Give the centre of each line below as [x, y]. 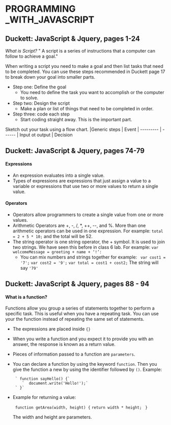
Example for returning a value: [44, 397]
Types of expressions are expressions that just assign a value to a [82, 181]
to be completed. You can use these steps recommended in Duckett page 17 [85, 72]
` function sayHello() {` [42, 379]
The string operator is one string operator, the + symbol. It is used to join [89, 242]
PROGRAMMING [40, 9]
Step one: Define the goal [39, 87]
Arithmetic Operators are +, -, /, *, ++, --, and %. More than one [79, 225]
